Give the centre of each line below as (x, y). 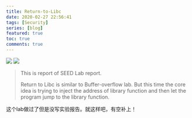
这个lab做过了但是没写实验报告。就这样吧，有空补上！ (71, 109)
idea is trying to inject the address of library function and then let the (103, 90)
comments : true (25, 45)
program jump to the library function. (65, 97)
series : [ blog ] (25, 28)
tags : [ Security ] (27, 22)
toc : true (18, 39)
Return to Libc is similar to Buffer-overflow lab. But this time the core (103, 84)
